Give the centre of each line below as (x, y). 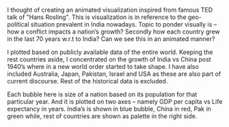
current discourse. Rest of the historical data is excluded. (87, 81)
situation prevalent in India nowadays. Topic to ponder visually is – (124, 24)
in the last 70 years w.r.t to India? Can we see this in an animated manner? (111, 39)
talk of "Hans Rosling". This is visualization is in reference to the (97, 17)
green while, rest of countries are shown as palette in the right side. (102, 116)
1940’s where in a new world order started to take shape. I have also (103, 67)
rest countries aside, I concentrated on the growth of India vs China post (109, 59)
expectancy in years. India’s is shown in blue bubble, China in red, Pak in (109, 109)
